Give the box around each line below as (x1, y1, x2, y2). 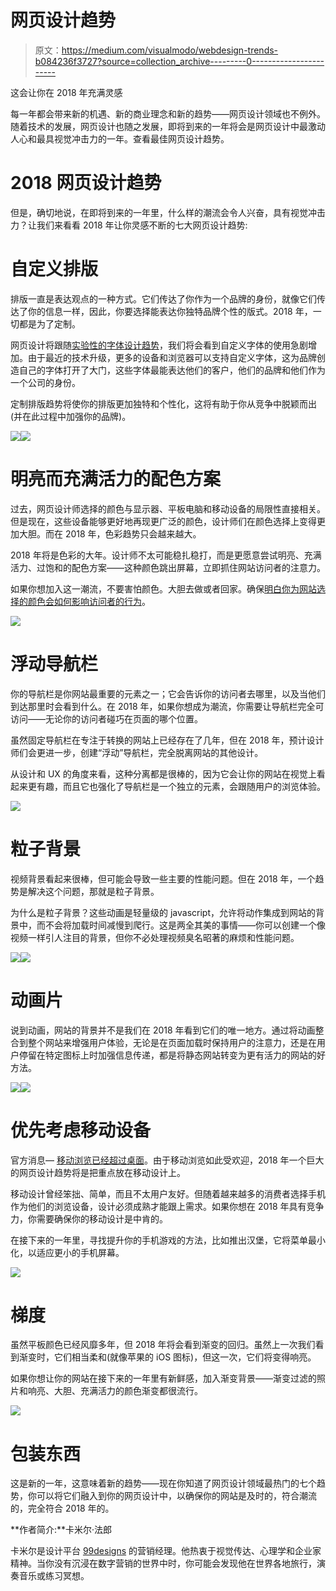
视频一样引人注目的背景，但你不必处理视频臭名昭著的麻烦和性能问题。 (10, 931, 300, 943)
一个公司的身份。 (10, 376, 81, 388)
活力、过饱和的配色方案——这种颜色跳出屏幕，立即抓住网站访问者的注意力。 (10, 561, 326, 573)
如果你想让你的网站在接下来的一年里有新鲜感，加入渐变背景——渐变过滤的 (10, 1372, 317, 1385)
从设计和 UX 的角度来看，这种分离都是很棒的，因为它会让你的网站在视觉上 (10, 767, 317, 780)
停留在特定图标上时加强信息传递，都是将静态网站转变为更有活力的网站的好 (18, 1049, 326, 1061)
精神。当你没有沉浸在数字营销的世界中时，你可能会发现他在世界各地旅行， (10, 1557, 317, 1570)
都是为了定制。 (18, 317, 81, 330)
